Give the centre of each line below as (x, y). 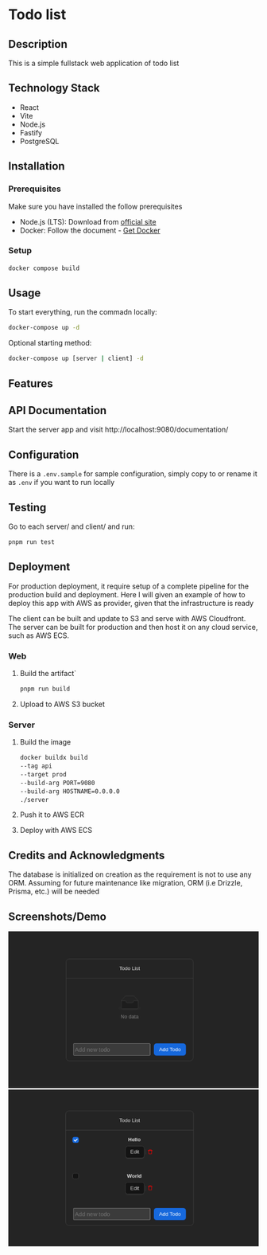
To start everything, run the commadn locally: (83, 312)
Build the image (45, 742)
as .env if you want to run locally (62, 483)
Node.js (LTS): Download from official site (88, 221)
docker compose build (44, 268)
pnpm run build (45, 689)
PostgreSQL (39, 141)
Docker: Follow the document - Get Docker (90, 230)
